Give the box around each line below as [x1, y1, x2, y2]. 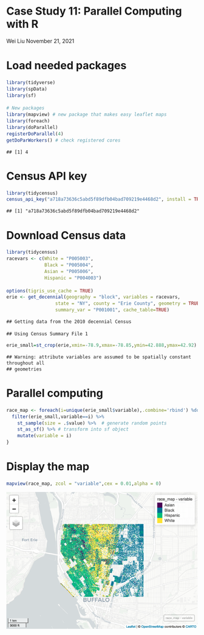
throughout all [6, 360, 45, 366]
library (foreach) [6, 118, 50, 124]
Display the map [6, 460, 90, 474]
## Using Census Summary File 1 [6, 331, 88, 337]
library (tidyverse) [6, 79, 56, 86]
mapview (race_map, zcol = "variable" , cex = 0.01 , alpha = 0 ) [6, 481, 162, 487]
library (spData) [6, 86, 47, 92]
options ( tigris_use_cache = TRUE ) [6, 288, 94, 294]
